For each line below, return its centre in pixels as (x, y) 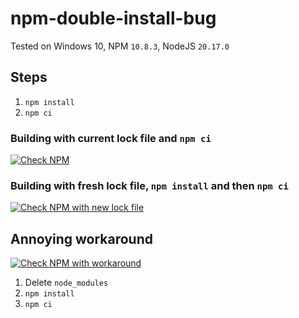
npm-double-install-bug (113, 18)
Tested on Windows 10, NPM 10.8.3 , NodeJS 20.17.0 (120, 46)
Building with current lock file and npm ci (111, 138)
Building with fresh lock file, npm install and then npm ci (149, 185)
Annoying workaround (81, 238)
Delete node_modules (66, 283)
